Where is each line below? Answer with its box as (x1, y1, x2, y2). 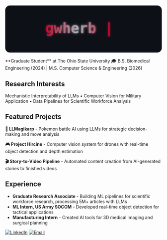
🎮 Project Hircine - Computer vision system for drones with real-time (5, 141, 149, 147)
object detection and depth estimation (5, 148, 83, 154)
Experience (5, 180, 41, 189)
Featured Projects (5, 113, 62, 121)
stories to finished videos (5, 165, 57, 171)
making (5, 131, 21, 137)
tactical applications (12, 209, 54, 215)
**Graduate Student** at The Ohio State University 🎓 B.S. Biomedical (5, 58, 150, 64)
